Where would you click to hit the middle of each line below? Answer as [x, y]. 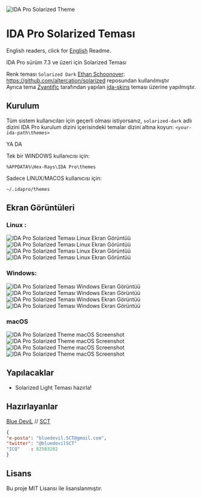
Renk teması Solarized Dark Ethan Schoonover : [66, 74]
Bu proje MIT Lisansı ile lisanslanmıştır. [54, 488]
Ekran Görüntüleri [41, 208]
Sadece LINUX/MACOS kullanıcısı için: [54, 178]
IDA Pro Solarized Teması [71, 34]
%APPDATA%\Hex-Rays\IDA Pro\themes [51, 167]
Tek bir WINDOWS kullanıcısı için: [48, 156]
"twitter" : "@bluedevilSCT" [42, 443]
